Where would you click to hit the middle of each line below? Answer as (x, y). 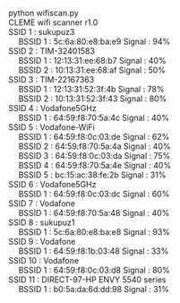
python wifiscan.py (44, 13)
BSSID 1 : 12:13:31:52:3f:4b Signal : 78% (91, 89)
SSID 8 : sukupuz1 (42, 222)
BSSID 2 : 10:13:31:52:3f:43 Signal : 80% (93, 99)
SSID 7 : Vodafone (42, 203)
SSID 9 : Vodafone (42, 242)
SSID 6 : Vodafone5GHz (52, 184)
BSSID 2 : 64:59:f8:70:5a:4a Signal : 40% (94, 146)
